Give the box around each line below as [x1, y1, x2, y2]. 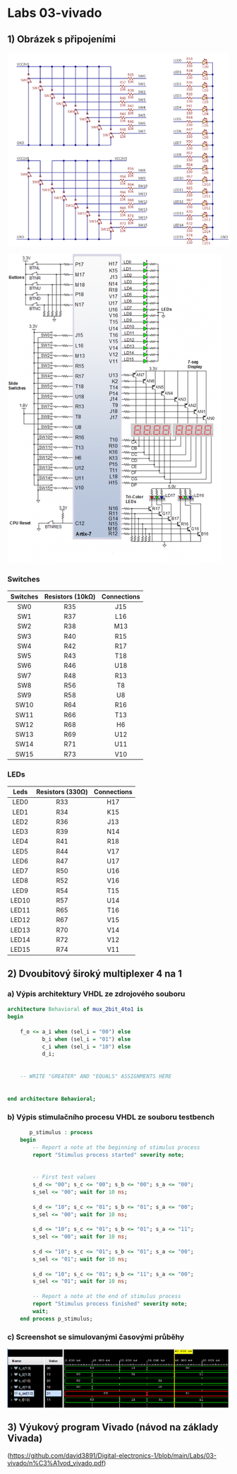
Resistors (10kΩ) [44, 592, 96, 601]
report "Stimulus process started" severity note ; [32, 1151, 185, 1158]
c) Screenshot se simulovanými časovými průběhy [7, 1332, 185, 1342]
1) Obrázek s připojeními [7, 33, 116, 45]
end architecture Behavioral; [7, 1095, 97, 1102]
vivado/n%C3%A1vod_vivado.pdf [7, 1458, 104, 1467]
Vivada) [7, 1432, 43, 1444]
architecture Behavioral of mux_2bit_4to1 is [7, 1006, 143, 1013]
